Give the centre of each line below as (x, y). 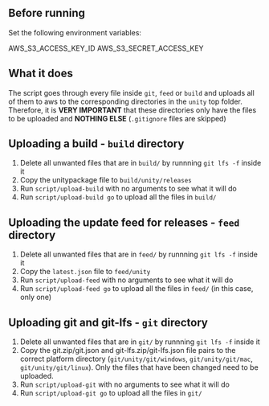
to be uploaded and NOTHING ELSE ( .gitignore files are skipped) (117, 118)
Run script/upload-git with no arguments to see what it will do (125, 384)
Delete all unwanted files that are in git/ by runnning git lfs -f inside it (140, 342)
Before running (47, 13)
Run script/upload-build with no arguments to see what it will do (128, 189)
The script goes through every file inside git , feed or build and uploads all (131, 92)
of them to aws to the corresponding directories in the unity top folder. (126, 101)
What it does (41, 74)
